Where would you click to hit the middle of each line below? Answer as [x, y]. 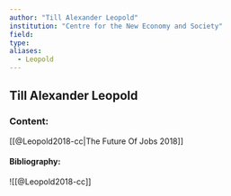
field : [22, 34]
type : [19, 43]
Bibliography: [35, 162]
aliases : [26, 51]
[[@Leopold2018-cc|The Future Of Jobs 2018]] [97, 141]
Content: [29, 121]
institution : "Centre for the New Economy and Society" [116, 26]
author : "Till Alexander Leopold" [74, 18]
